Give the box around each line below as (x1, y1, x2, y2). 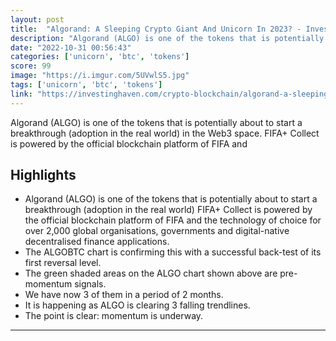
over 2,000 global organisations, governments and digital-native (24, 225, 290, 237)
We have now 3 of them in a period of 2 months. (24, 289, 224, 301)
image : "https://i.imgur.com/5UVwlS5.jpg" (10, 71, 190, 81)
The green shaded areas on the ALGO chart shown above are (24, 267, 278, 280)
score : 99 (10, 61, 52, 71)
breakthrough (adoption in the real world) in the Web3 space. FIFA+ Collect (10, 127, 320, 139)
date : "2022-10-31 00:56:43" (10, 42, 132, 53)
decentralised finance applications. (24, 236, 170, 248)
